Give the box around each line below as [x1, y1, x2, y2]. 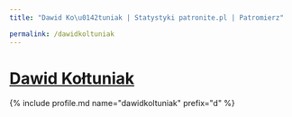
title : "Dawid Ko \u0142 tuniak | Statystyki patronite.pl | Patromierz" [9, 13, 284, 22]
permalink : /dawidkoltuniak [9, 29, 115, 39]
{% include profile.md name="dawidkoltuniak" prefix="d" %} [9, 98, 236, 109]
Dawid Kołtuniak [9, 68, 135, 88]
